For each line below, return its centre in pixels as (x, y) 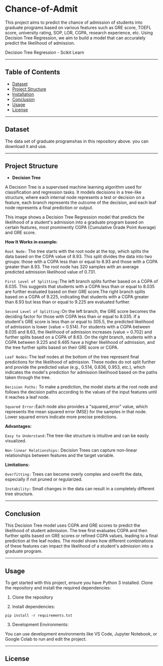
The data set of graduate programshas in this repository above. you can (77, 141)
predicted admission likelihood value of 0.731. (50, 272)
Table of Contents (33, 72)
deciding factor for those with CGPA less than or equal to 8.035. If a (73, 317)
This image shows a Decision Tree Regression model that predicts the (75, 217)
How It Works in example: (31, 242)
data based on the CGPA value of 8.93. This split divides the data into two (79, 257)
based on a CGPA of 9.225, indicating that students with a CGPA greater (77, 297)
